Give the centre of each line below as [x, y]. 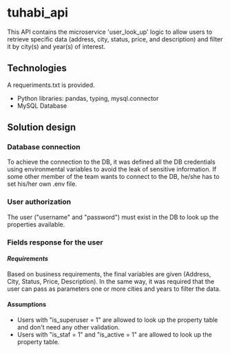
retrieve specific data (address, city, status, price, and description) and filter [115, 39]
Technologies [37, 68]
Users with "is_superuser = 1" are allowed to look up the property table [117, 320]
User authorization [39, 202]
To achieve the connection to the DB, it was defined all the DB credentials [111, 162]
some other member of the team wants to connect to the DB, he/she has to [113, 177]
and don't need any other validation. [69, 327]
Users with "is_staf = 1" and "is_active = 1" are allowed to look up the [114, 335]
